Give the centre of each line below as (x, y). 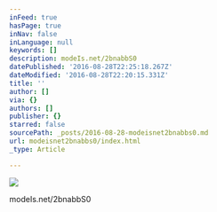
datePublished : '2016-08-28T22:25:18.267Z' (91, 67)
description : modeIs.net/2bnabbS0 (73, 59)
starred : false (37, 125)
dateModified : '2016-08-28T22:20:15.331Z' (89, 75)
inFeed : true (33, 17)
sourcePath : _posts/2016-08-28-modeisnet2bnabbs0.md (109, 133)
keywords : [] (33, 51)
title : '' (28, 83)
